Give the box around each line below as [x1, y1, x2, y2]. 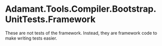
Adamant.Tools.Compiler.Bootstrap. [5, 3, 157, 15]
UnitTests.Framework [5, 14, 96, 25]
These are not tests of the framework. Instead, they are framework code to [5, 30, 157, 36]
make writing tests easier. [5, 35, 57, 41]
